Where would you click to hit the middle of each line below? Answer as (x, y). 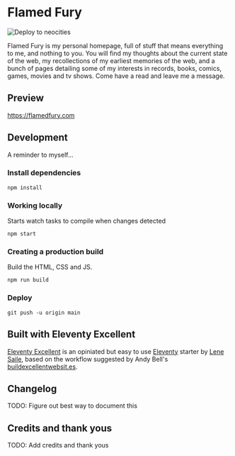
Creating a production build (56, 252)
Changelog (32, 388)
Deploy (20, 298)
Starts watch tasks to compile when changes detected (87, 221)
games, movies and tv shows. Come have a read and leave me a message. (116, 76)
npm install (25, 188)
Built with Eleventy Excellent (71, 334)
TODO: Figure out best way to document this (73, 406)
